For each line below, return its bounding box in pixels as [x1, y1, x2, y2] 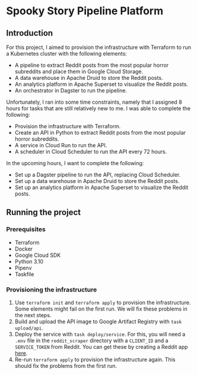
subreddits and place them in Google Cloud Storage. [14, 68, 144, 75]
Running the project [6, 207, 81, 218]
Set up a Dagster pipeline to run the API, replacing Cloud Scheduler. [14, 171, 181, 178]
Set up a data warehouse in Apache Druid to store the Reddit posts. [14, 178, 180, 184]
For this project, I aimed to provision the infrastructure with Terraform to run [6, 44, 192, 51]
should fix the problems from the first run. [14, 362, 117, 369]
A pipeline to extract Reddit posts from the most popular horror [14, 61, 169, 69]
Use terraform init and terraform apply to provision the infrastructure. [14, 299, 191, 306]
